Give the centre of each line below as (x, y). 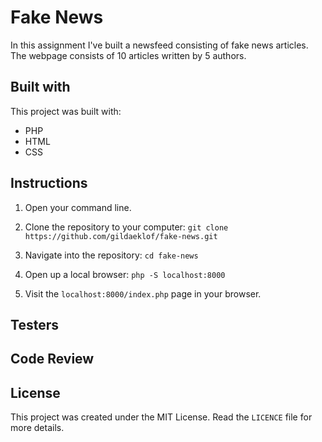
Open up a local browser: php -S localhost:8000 (125, 274)
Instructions (49, 183)
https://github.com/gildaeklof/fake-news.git (121, 236)
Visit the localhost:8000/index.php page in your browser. (143, 293)
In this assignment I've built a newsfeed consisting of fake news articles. (159, 45)
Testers (34, 324)
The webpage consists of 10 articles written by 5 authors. (128, 55)
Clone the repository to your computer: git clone (126, 227)
